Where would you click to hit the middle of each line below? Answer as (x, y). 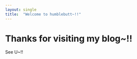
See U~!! (14, 52)
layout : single (21, 10)
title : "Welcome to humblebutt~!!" (43, 14)
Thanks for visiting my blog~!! (69, 39)
